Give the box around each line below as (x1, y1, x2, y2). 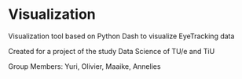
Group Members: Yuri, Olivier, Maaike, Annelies (8, 61, 161, 71)
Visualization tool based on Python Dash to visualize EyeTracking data (8, 31, 235, 41)
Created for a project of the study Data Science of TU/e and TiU (8, 46, 215, 56)
